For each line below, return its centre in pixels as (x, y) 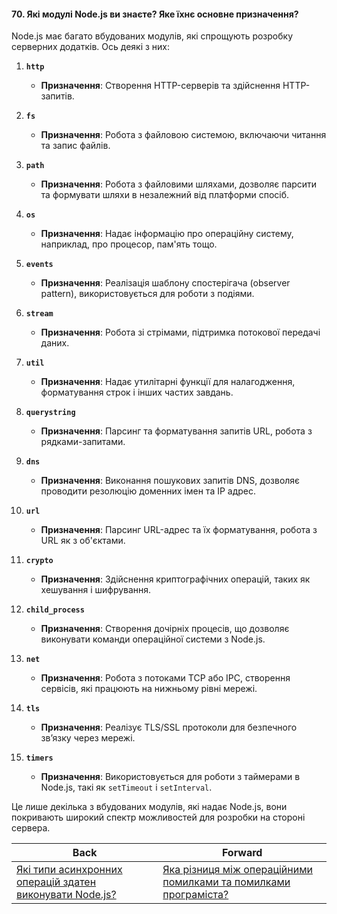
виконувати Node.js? (66, 895)
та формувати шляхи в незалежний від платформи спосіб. (165, 195)
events (39, 265)
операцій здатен (56, 882)
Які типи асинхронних (69, 870)
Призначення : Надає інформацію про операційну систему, (167, 234)
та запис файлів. (75, 146)
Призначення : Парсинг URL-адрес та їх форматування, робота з (179, 530)
